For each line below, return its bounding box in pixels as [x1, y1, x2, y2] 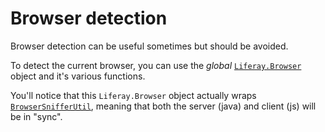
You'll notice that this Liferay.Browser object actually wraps [10, 89, 257, 101]
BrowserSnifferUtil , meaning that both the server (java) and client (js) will [10, 100, 317, 112]
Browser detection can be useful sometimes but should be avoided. [10, 40, 289, 52]
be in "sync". [10, 110, 63, 122]
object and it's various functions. [10, 70, 146, 82]
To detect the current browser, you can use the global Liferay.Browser [10, 59, 302, 71]
